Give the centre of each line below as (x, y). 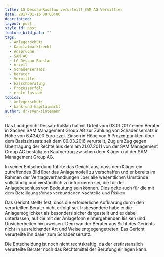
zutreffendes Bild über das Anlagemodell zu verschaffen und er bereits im (80, 172)
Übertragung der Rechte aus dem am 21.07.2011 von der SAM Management (82, 146)
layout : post (19, 24)
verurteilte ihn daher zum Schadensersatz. (48, 234)
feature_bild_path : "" (28, 33)
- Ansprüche (22, 51)
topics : (13, 97)
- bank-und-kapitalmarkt (35, 107)
